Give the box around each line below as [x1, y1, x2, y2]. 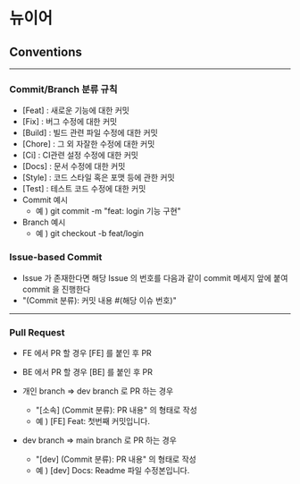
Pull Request [9, 326, 65, 338]
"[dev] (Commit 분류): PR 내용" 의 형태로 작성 [35, 454, 196, 464]
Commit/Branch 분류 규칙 [9, 82, 118, 95]
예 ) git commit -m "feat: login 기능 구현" [35, 206, 181, 217]
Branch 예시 [21, 217, 66, 228]
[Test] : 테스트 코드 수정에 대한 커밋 [21, 183, 146, 194]
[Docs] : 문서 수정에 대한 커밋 [21, 161, 126, 172]
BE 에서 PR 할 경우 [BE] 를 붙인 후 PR [21, 366, 154, 377]
